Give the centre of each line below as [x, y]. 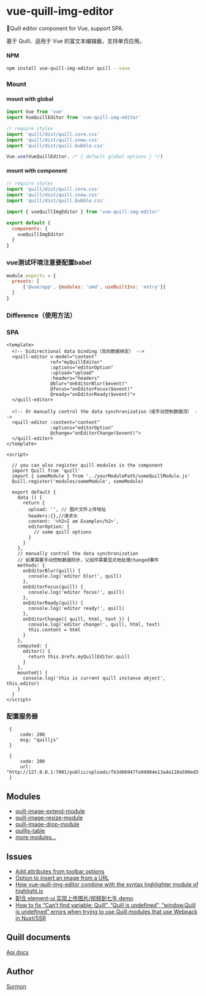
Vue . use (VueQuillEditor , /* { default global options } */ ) [85, 157]
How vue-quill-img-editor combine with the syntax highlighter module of [107, 884]
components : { [30, 228]
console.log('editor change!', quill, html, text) [94, 625]
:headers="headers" [75, 379]
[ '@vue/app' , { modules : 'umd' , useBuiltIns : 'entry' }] [94, 287]
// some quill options [63, 532]
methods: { [31, 566]
